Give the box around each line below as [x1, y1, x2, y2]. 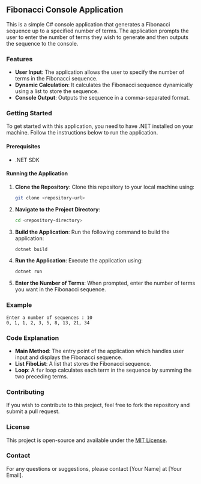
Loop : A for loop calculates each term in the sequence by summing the [14, 366, 192, 374]
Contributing [6, 387, 44, 396]
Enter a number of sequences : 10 [6, 315, 93, 321]
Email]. [6, 471, 23, 479]
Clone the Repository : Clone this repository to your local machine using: [14, 183, 195, 190]
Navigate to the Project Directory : [14, 205, 101, 213]
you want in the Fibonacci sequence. [14, 286, 106, 293]
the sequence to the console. [6, 40, 79, 47]
